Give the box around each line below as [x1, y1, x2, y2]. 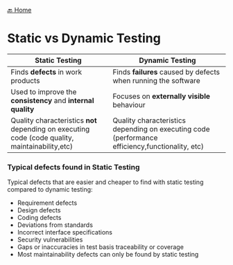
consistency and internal [10, 95, 94, 105]
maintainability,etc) [10, 141, 73, 151]
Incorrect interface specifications [17, 228, 113, 237]
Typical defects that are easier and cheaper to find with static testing [7, 178, 204, 186]
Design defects [17, 206, 61, 214]
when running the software [112, 75, 200, 85]
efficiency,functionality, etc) [112, 141, 205, 151]
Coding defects [17, 214, 62, 222]
